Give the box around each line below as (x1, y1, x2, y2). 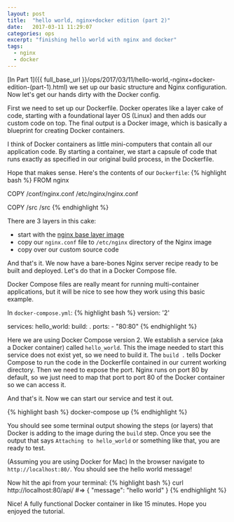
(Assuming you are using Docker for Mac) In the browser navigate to (7, 457, 205, 466)
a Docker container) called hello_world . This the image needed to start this (7, 343, 224, 351)
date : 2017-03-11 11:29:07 (7, 23, 92, 30)
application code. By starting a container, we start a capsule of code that (7, 147, 217, 155)
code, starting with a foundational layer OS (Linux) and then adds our (7, 111, 207, 119)
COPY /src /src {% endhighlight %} (7, 203, 109, 211)
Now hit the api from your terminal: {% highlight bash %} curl (7, 478, 184, 487)
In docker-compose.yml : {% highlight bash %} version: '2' (7, 308, 170, 317)
